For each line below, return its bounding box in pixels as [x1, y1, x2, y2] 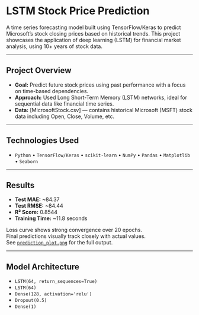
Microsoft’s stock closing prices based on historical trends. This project [6, 30, 181, 37]
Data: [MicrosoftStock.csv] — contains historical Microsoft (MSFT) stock [14, 106, 193, 113]
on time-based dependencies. [14, 87, 89, 94]
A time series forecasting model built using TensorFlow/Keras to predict [6, 24, 181, 31]
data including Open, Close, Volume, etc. [14, 113, 115, 120]
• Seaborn [14, 157, 38, 164]
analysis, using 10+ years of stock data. [6, 43, 102, 50]
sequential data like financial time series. [14, 100, 114, 107]
